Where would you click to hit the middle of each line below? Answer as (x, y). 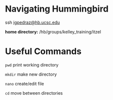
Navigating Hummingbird (57, 9)
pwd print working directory (32, 65)
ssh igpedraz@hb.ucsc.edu (32, 22)
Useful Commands (43, 51)
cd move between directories (34, 93)
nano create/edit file (25, 83)
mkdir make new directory (31, 74)
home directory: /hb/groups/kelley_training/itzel (53, 32)
